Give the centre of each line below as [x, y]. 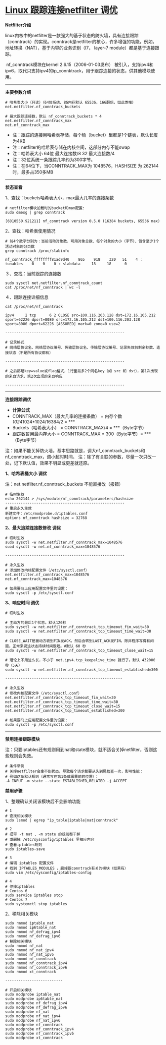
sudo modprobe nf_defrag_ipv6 [36, 1007]
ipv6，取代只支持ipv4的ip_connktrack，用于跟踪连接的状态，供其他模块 [78, 70]
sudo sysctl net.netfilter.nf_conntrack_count [54, 283]
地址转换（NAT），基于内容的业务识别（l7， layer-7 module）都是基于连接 [80, 48]
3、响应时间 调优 [22, 602]
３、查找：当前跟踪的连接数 [33, 274]
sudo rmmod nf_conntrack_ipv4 [36, 963]
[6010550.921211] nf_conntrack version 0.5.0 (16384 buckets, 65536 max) [83, 221]
